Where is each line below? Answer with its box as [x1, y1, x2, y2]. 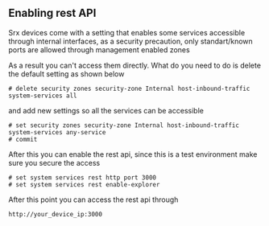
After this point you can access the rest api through [8, 195, 179, 204]
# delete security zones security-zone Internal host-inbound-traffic [8, 84, 250, 92]
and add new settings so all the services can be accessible [8, 105, 204, 115]
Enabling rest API [8, 6, 97, 20]
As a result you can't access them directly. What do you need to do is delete [8, 60, 262, 70]
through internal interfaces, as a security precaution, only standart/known [8, 36, 254, 46]
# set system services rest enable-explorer [8, 180, 160, 188]
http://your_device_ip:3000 [8, 210, 103, 218]
